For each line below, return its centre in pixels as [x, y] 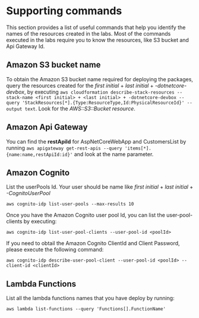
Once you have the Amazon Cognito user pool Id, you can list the [86, 215]
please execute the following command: [55, 250]
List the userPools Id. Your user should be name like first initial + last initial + [100, 187]
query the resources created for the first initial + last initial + [80, 85]
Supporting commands [64, 11]
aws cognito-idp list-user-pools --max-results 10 [70, 204]
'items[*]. [138, 148]
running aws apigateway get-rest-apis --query [64, 148]
